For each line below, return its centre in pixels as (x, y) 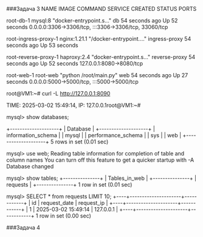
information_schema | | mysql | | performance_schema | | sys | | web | (94, 135)
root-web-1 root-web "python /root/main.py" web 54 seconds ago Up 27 (97, 75)
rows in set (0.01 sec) (82, 142)
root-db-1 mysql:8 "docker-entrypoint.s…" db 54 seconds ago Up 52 (92, 20)
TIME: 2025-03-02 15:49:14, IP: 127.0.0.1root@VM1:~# (74, 105)
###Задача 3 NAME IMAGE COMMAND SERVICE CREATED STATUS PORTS (101, 9)
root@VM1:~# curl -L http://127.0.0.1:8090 (58, 93)
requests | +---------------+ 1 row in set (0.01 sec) (69, 184)
